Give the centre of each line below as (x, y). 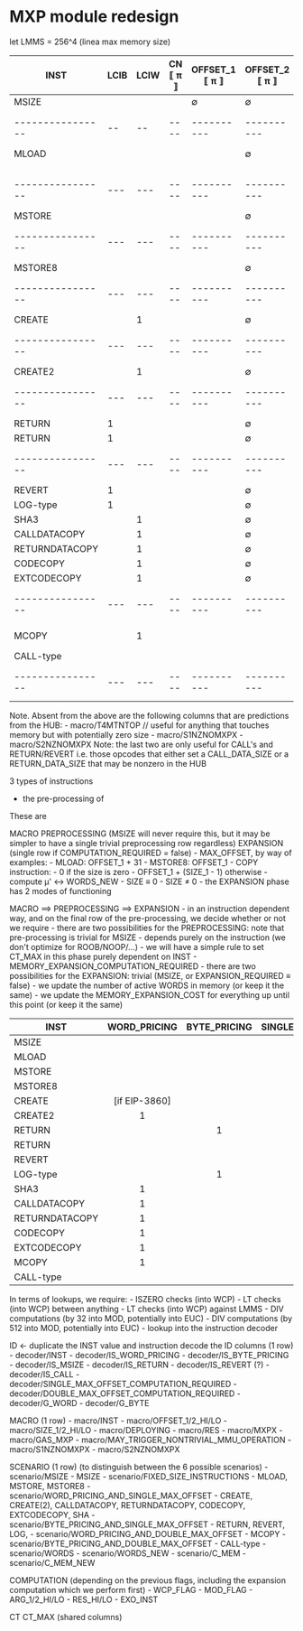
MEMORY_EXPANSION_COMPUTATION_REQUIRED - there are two (133, 966)
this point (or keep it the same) (66, 1004)
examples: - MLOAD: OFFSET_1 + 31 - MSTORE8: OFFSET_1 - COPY (134, 862)
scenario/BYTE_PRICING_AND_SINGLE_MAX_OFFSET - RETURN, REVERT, (147, 1524)
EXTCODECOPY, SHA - (52, 1514)
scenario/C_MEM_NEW (52, 1562)
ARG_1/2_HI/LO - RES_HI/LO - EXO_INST (84, 1599)
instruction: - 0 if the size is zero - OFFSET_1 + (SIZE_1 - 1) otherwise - (138, 871)
